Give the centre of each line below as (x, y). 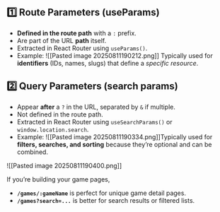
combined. (33, 152)
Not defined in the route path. (60, 114)
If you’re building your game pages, (58, 179)
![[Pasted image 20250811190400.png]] (64, 165)
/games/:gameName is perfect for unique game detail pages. (102, 193)
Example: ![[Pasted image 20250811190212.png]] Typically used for (115, 55)
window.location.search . (53, 129)
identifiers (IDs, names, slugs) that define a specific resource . (108, 63)
